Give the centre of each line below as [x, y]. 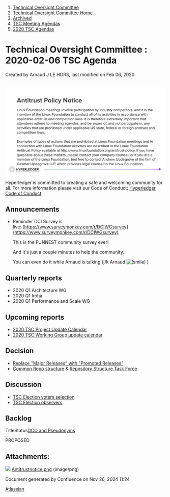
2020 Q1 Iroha [27, 296]
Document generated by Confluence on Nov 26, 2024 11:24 [68, 479]
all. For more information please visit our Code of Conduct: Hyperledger [81, 188]
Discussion [23, 385]
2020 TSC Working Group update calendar [58, 335]
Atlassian [15, 489]
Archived [22, 18]
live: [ [18, 227]
